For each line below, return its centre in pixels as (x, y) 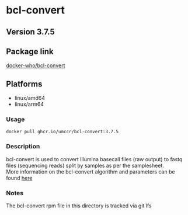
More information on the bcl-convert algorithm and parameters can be (90, 171)
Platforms (24, 84)
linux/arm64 (29, 104)
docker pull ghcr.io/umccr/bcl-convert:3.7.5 (62, 131)
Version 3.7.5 (30, 32)
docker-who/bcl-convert (36, 65)
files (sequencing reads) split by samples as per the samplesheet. (85, 165)
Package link (30, 51)
